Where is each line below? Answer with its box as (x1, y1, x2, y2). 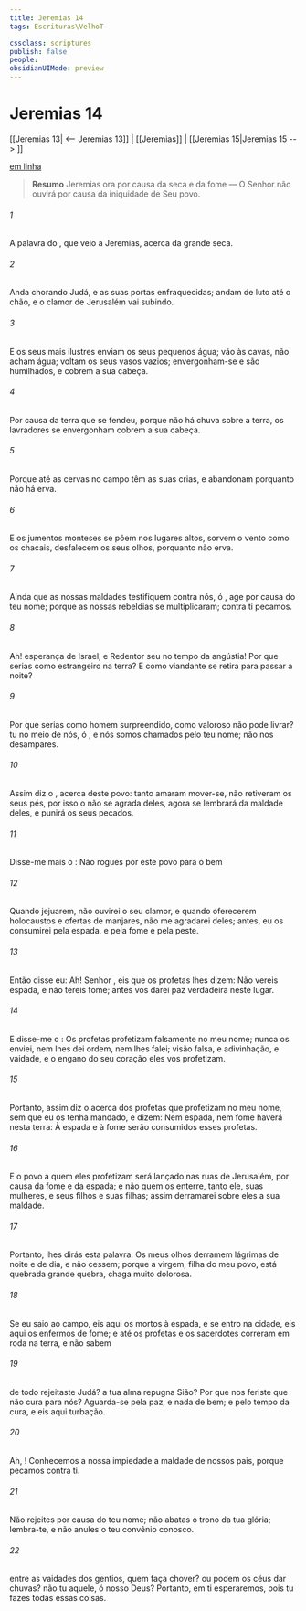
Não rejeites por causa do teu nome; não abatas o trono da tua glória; (9, 1514, 271, 1525)
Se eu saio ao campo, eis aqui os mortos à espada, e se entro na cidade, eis (9, 1318, 296, 1328)
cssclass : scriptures (9, 38, 92, 48)
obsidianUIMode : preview (9, 64, 104, 73)
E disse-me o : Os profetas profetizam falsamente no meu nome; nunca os (9, 1033, 290, 1044)
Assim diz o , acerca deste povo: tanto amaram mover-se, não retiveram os (9, 787, 292, 798)
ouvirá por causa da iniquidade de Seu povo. (31, 188, 201, 199)
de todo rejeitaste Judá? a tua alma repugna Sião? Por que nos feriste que (9, 1386, 289, 1397)
